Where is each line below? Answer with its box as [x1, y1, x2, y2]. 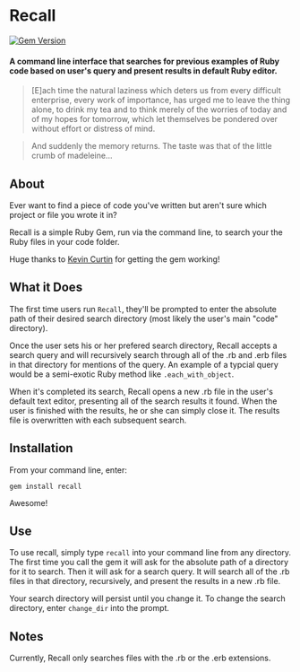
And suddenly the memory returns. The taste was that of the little [30, 141, 272, 152]
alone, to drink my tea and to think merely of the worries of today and [30, 104, 287, 115]
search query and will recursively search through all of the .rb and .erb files [9, 349, 287, 360]
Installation [9, 441, 73, 456]
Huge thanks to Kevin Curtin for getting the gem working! [9, 253, 220, 265]
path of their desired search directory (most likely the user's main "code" [9, 313, 279, 324]
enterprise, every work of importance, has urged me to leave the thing [30, 95, 291, 106]
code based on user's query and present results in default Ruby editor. [9, 65, 278, 76]
